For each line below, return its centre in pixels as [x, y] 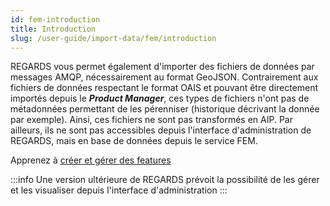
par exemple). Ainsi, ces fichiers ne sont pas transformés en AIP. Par [151, 120]
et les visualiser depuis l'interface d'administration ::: [119, 190]
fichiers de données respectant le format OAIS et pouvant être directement [164, 88]
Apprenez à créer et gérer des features [91, 160]
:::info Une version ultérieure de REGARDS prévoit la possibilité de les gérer [165, 180]
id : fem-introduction [55, 19]
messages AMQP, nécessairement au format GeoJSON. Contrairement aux [164, 77]
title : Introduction [53, 29]
